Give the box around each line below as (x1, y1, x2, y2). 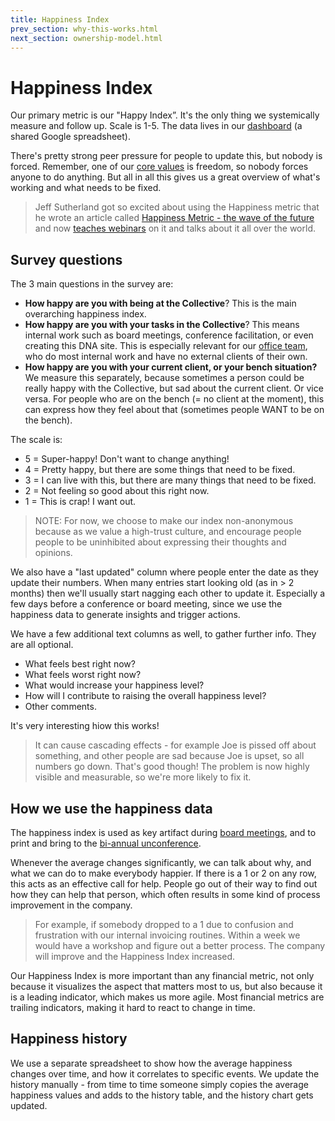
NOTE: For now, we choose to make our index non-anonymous (34, 515, 294, 527)
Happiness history (10, 1031, 128, 1048)
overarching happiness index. (24, 308, 147, 320)
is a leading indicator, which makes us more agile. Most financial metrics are (10, 991, 325, 1003)
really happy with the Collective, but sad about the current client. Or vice (24, 382, 324, 395)
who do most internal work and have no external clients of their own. (24, 351, 308, 363)
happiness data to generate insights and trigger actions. (10, 609, 241, 621)
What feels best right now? (24, 658, 136, 670)
